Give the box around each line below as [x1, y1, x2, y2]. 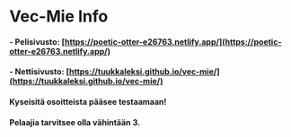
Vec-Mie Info [9, 6, 109, 27]
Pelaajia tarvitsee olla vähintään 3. [9, 116, 141, 127]
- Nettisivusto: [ [9, 66, 70, 77]
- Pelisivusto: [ [9, 36, 66, 47]
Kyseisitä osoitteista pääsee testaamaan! [9, 96, 167, 107]
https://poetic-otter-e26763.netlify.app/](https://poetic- [64, 36, 282, 47]
